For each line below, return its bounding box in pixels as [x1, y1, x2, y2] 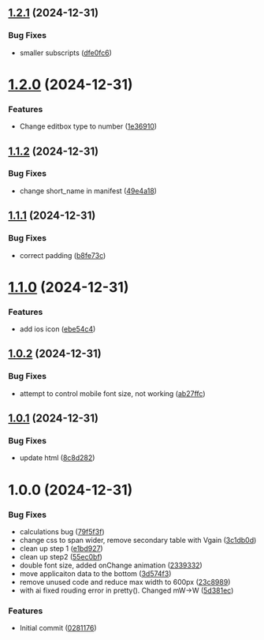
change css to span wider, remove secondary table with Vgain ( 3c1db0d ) [19, 535, 257, 545]
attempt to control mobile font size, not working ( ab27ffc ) [19, 388, 206, 398]
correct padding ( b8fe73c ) [19, 250, 106, 260]
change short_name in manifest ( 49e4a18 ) [19, 185, 158, 196]
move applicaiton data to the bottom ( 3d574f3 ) [19, 568, 172, 578]
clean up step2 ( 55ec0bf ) [19, 552, 102, 561]
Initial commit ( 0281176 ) [19, 623, 97, 633]
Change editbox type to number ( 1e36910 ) [19, 122, 158, 131]
